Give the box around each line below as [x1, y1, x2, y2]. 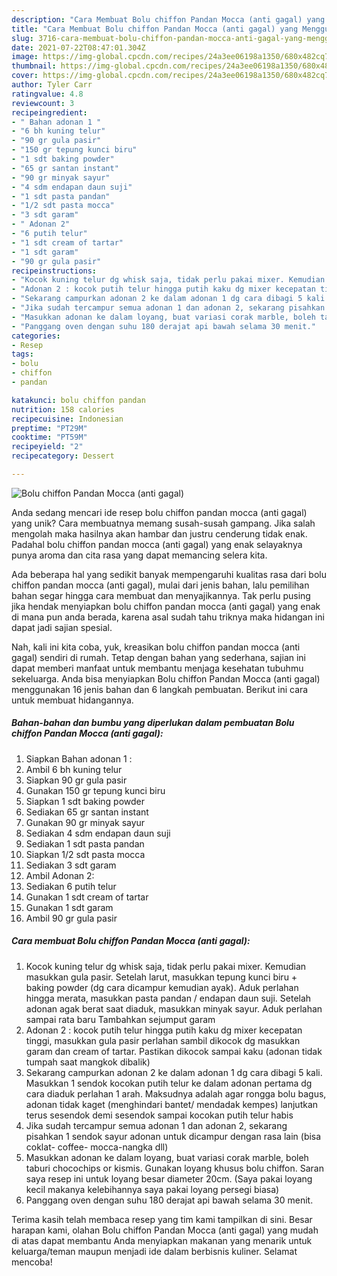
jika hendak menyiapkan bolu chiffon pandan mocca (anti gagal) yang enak [11, 600, 321, 612]
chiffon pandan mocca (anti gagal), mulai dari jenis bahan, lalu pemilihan [11, 579, 310, 591]
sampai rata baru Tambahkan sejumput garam [25, 1013, 216, 1025]
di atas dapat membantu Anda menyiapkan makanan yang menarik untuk [11, 1234, 313, 1246]
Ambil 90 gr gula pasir [25, 912, 118, 924]
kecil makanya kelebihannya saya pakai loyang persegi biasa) [25, 1183, 280, 1195]
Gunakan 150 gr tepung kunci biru [25, 784, 166, 796]
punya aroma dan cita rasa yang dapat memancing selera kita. [11, 549, 268, 561]
